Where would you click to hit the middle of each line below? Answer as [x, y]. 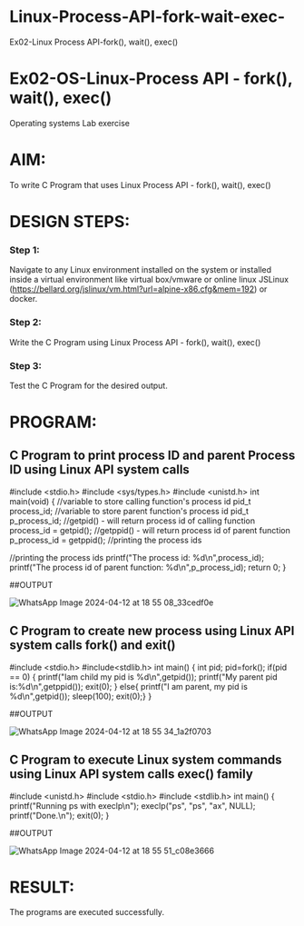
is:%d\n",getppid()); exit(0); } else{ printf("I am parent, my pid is [128, 686]
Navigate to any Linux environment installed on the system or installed [141, 270]
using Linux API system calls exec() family [132, 774]
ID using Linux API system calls [100, 470]
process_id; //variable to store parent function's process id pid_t [129, 511]
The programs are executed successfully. [87, 912]
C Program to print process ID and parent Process [152, 456]
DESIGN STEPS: [70, 222]
